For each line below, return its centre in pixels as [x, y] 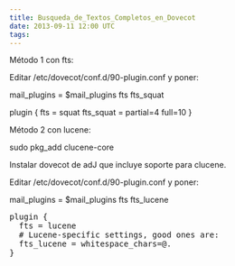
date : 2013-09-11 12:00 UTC [62, 26]
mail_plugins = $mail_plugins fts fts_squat [87, 95]
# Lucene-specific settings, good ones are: [119, 235]
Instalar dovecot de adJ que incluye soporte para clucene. [118, 165]
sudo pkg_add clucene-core [62, 147]
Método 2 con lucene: [50, 130]
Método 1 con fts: [42, 60]
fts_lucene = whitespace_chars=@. [95, 244]
